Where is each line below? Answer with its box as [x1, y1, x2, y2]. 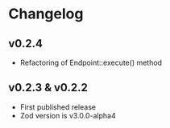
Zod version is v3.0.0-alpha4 [19, 110, 116, 120]
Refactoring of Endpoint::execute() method [19, 58, 163, 67]
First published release [19, 102, 97, 112]
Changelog [8, 5, 84, 23]
